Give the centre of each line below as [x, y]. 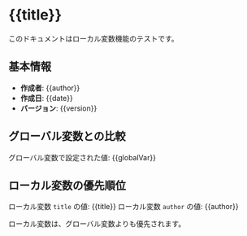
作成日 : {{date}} [46, 98]
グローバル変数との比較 [67, 136]
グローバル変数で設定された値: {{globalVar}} [82, 157]
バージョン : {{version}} [58, 108]
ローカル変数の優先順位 [67, 185]
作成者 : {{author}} [50, 88]
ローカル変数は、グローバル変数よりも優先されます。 [97, 224]
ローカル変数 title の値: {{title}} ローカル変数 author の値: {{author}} [123, 207]
